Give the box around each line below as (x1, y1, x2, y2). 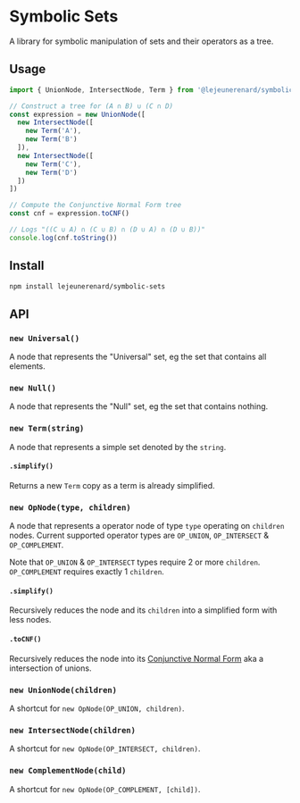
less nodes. (9, 615, 52, 625)
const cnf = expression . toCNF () (9, 209, 129, 218)
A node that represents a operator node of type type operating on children (9, 521, 285, 531)
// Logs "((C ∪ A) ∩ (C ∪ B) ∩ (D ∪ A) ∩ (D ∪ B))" (9, 225, 205, 234)
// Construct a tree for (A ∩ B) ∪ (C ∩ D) (9, 101, 174, 111)
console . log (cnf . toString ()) (9, 233, 118, 242)
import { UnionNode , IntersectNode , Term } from (9, 85, 194, 95)
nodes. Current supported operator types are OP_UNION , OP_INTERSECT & (9, 530, 270, 541)
